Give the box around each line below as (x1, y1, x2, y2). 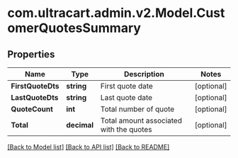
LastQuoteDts (11, 93, 59, 102)
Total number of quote (100, 104, 175, 114)
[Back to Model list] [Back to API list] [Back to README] (7, 143, 170, 151)
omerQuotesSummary (7, 20, 142, 36)
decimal (66, 120, 94, 130)
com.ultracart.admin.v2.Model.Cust (7, 5, 225, 21)
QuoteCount (11, 104, 53, 114)
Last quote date (100, 93, 153, 102)
